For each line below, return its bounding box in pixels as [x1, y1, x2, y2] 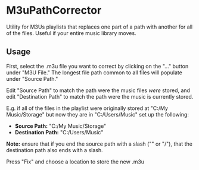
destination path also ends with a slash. [6, 146, 103, 153]
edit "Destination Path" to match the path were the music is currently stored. [6, 93, 194, 100]
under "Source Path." [6, 75, 58, 82]
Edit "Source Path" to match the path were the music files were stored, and [6, 87, 191, 94]
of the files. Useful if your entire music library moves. [6, 29, 136, 36]
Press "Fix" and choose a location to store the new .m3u [6, 158, 145, 165]
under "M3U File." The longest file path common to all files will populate [6, 69, 183, 76]
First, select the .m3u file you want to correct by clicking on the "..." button [6, 62, 189, 70]
